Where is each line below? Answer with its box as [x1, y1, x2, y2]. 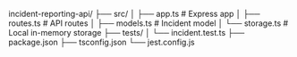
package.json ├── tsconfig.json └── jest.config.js [8, 37, 195, 47]
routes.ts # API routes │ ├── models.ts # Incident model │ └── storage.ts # [8, 18, 289, 28]
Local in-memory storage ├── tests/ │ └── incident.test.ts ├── [8, 28, 245, 37]
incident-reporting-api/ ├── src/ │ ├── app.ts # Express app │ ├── [8, 9, 260, 19]
